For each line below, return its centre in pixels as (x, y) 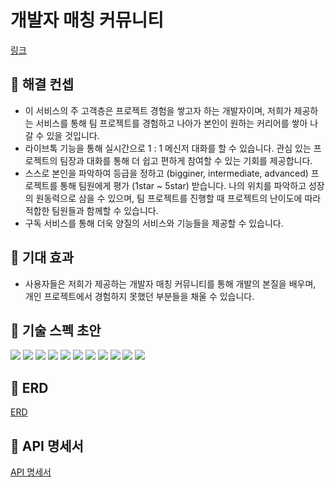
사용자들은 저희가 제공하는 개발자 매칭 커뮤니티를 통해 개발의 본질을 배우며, (170, 283)
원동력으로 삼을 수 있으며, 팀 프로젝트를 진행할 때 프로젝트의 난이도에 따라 (178, 198)
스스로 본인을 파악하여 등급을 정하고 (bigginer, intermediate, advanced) (166, 173)
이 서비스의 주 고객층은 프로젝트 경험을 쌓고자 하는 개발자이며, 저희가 (158, 110)
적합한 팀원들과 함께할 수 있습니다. (91, 210)
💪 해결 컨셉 (42, 84)
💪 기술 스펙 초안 (56, 330)
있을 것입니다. (73, 135)
